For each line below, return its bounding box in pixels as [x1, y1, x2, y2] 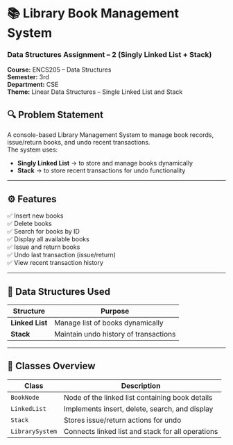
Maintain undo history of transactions [54, 329, 176, 339]
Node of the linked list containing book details [63, 392, 213, 402]
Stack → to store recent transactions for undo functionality [17, 166, 186, 175]
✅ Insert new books [7, 211, 64, 220]
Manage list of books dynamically [54, 318, 164, 327]
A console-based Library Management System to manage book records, [7, 131, 214, 139]
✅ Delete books [7, 220, 52, 228]
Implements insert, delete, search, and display [63, 404, 214, 414]
